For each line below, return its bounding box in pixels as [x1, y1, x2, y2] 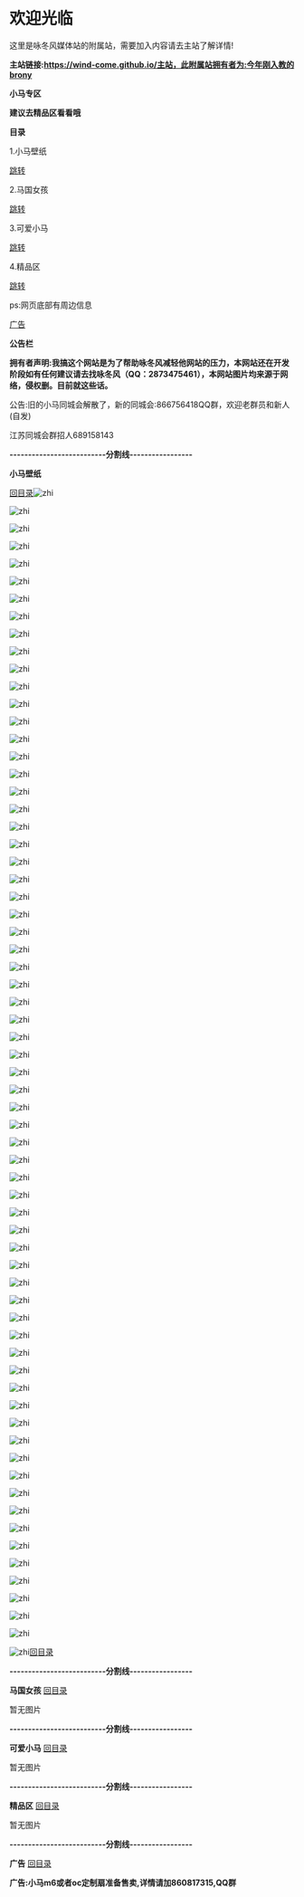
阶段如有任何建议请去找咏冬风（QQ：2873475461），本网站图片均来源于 [9, 368, 280, 379]
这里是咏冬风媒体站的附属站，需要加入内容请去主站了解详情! [9, 40, 234, 51]
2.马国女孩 [9, 184, 49, 195]
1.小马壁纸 [9, 146, 47, 157]
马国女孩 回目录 [9, 1684, 68, 1695]
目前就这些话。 [56, 379, 113, 390]
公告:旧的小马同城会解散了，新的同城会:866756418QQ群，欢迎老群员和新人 [9, 399, 290, 410]
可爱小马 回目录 [9, 1742, 68, 1753]
